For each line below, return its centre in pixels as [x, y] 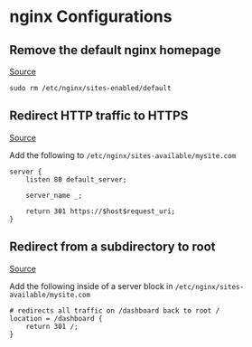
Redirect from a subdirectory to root [112, 247]
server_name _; [54, 195]
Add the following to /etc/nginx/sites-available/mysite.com [123, 155]
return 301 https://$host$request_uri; [101, 211]
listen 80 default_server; [76, 179]
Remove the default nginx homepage [115, 50]
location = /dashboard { [56, 318]
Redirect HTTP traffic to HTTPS [99, 116]
